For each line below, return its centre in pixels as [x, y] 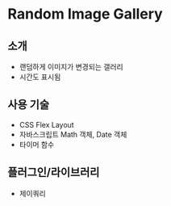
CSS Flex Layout [46, 124]
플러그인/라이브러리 [54, 172]
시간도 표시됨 [40, 77]
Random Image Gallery [85, 14]
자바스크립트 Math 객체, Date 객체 [73, 134]
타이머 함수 [37, 144]
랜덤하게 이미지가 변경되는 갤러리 [71, 67]
